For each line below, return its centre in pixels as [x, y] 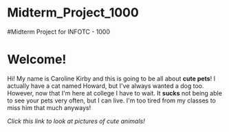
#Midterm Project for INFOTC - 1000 [59, 32]
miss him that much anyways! [49, 107]
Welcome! [37, 59]
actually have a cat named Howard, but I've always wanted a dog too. [106, 86]
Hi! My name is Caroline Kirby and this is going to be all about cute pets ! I [111, 78]
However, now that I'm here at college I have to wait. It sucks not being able [115, 93]
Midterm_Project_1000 [73, 13]
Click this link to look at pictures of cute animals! [76, 121]
